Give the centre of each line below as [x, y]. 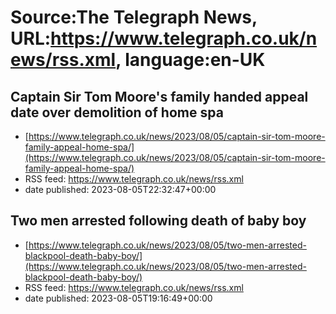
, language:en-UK [190, 60]
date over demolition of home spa [117, 112]
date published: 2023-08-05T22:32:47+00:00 [120, 189]
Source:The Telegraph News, [134, 17]
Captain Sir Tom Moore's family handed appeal [159, 96]
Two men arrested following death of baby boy [158, 221]
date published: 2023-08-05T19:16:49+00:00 [118, 298]
